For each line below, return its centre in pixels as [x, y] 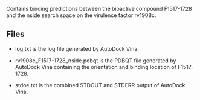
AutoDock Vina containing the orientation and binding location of [96, 67]
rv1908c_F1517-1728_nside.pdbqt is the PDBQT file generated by [95, 61]
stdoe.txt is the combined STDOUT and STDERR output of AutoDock [100, 85]
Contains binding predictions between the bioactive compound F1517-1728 [99, 9]
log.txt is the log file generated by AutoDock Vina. [77, 48]
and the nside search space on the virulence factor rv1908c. [81, 15]
